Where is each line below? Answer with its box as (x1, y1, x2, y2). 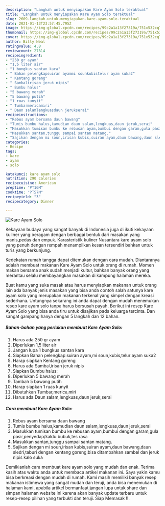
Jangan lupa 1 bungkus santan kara (12, 347, 85, 353)
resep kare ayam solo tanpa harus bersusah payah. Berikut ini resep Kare (5, 303, 154, 309)
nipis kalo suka (12, 454, 43, 460)
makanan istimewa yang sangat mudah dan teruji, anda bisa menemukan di (5, 480, 157, 486)
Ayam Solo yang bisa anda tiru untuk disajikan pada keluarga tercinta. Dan (5, 308, 155, 314)
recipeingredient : (5, 53, 43, 58)
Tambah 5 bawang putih (12, 379, 62, 385)
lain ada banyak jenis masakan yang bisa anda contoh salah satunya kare (5, 287, 153, 293)
